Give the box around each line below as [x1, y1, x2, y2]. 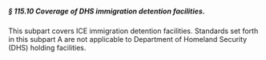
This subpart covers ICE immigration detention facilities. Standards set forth [8, 26, 259, 36]
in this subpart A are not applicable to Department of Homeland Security [8, 34, 248, 43]
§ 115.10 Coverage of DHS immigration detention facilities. [8, 6, 206, 16]
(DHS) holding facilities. [8, 43, 87, 52]
